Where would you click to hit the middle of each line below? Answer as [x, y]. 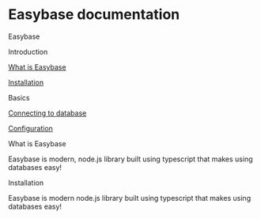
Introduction [28, 51]
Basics [19, 97]
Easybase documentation [94, 15]
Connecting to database [47, 113]
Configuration [31, 128]
